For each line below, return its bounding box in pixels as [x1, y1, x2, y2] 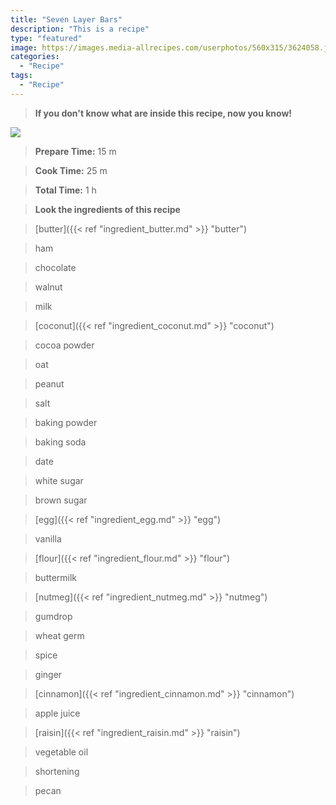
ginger [34, 668, 63, 680]
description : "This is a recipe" [10, 24, 150, 34]
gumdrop [34, 610, 73, 622]
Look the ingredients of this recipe [34, 203, 181, 215]
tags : [10, 71, 33, 81]
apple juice [34, 707, 81, 719]
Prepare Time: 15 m [34, 145, 117, 157]
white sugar [34, 474, 84, 486]
